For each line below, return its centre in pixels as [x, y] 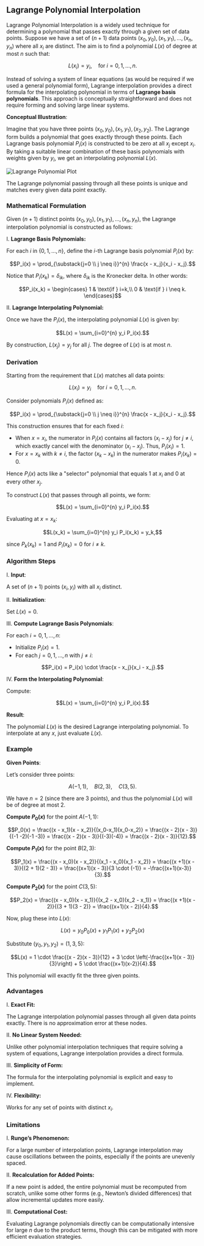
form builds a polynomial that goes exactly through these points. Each [94, 137]
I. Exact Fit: [21, 1004]
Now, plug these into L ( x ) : [39, 918]
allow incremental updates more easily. [56, 1199]
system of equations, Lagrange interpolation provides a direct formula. [95, 1053]
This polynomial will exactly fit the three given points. [73, 975]
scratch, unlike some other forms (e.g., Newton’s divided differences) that [99, 1193]
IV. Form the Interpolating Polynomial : [55, 679]
